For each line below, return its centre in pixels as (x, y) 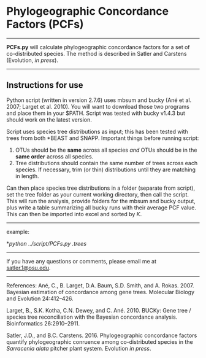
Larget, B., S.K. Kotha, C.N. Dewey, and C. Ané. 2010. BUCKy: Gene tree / (99, 310)
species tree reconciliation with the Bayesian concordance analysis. (92, 317)
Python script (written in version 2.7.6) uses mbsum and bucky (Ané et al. (99, 100)
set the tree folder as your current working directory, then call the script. (97, 194)
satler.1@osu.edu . (29, 268)
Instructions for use (45, 85)
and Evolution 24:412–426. (40, 298)
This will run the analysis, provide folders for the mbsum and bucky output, (101, 201)
